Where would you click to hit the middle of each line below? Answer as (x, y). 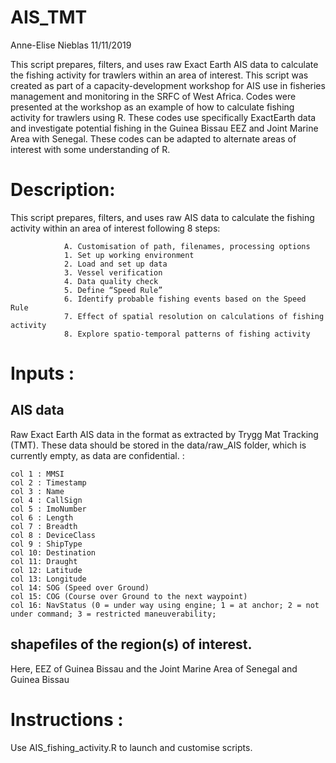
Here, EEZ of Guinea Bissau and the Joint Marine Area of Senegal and (154, 668)
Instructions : (67, 719)
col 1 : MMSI (37, 474)
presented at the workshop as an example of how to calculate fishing (152, 107)
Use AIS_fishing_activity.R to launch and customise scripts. (131, 747)
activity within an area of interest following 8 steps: (115, 228)
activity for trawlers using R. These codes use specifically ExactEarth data (163, 117)
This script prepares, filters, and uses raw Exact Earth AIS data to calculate (164, 64)
